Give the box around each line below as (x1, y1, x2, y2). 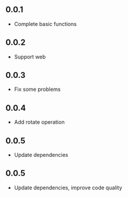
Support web (14, 53, 46, 60)
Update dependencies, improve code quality (14, 184, 122, 191)
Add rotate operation (14, 119, 65, 126)
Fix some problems (14, 86, 61, 93)
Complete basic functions (14, 20, 77, 27)
